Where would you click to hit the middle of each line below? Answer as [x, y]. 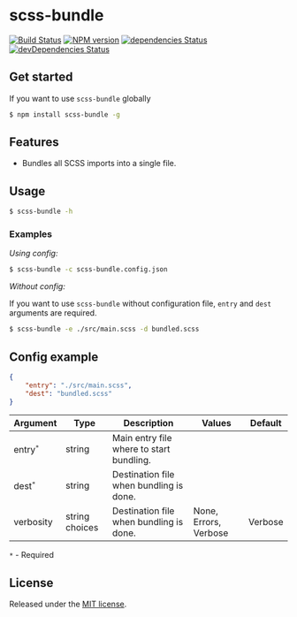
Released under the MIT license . [68, 604]
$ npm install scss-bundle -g [65, 114]
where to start [141, 449]
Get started [41, 77]
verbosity [33, 522]
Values [217, 423]
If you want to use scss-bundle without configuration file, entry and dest [141, 304]
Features [34, 142]
